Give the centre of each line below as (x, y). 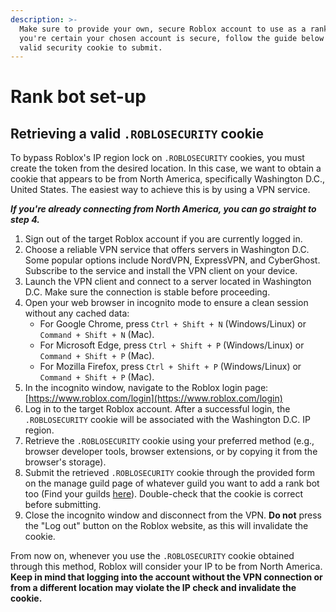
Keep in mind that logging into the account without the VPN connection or (166, 577)
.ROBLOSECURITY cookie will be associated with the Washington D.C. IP (167, 420)
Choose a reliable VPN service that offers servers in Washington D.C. (167, 250)
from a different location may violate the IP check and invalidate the (153, 588)
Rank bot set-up (78, 97)
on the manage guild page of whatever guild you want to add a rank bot (172, 483)
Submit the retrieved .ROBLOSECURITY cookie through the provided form (170, 473)
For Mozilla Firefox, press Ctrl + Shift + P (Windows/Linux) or (170, 367)
